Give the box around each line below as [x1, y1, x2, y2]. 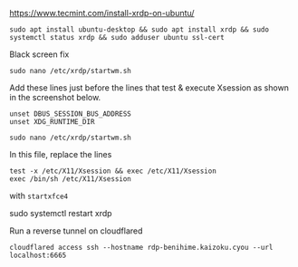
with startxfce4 [9, 190, 69, 201]
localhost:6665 [9, 251, 67, 260]
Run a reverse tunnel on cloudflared [9, 225, 143, 236]
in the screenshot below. [9, 92, 101, 102]
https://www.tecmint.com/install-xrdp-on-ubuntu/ [9, 8, 195, 18]
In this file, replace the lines [9, 149, 112, 159]
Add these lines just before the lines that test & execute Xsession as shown [9, 82, 290, 93]
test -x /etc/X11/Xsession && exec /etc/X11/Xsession [9, 167, 217, 176]
